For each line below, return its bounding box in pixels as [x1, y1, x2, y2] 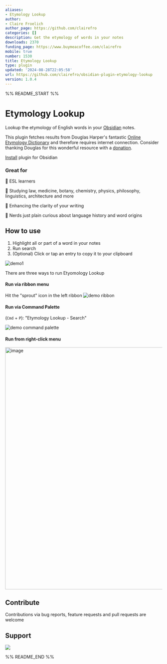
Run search [12, 245, 36, 251]
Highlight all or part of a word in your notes [12, 240, 101, 246]
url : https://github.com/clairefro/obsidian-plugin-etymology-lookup [5, 72, 153, 77]
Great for [5, 166, 27, 173]
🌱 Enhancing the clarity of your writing [5, 202, 84, 208]
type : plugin [5, 63, 32, 68]
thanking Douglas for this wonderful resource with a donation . [5, 145, 133, 151]
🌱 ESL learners [5, 178, 36, 184]
